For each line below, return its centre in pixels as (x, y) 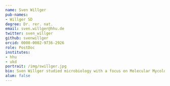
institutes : (18, 52)
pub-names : (17, 15)
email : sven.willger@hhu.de (35, 29)
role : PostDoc (20, 48)
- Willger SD (19, 19)
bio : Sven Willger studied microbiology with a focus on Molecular (78, 71)
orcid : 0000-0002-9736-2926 (35, 43)
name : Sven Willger (26, 10)
